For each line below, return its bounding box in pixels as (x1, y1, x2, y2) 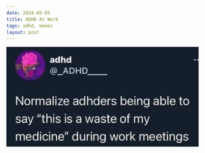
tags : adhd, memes (6, 23, 53, 29)
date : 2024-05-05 (6, 10, 51, 16)
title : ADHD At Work (6, 16, 59, 23)
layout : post (6, 29, 40, 35)
